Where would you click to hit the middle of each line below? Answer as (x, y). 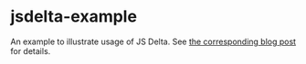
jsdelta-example (74, 17)
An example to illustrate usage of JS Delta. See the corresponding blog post (153, 41)
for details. (31, 50)
